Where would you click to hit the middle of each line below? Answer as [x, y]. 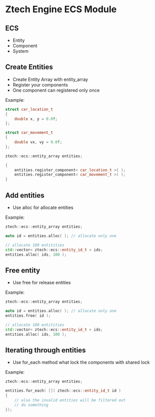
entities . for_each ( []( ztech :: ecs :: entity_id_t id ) [63, 391]
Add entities [25, 195]
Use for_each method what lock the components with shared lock [81, 363]
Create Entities [29, 67]
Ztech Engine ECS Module [61, 9]
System [21, 51]
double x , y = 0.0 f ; [36, 119]
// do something [32, 405]
